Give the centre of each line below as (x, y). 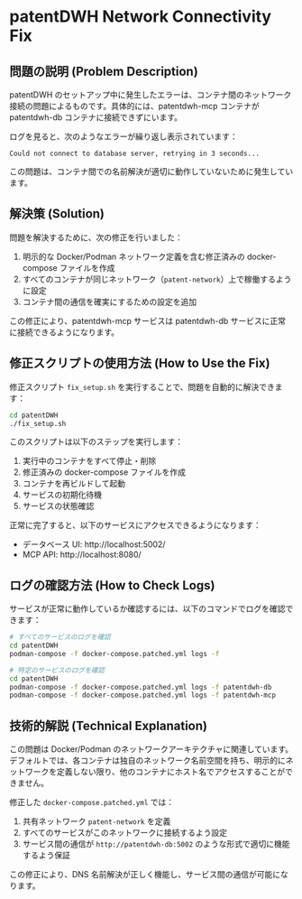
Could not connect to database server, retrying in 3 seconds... (134, 153)
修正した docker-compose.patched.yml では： (92, 802)
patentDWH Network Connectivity (141, 17)
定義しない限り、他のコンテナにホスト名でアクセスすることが (171, 772)
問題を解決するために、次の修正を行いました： (96, 237)
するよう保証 (46, 856)
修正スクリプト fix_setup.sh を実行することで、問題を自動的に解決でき (142, 386)
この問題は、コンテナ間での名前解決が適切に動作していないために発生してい (151, 171)
